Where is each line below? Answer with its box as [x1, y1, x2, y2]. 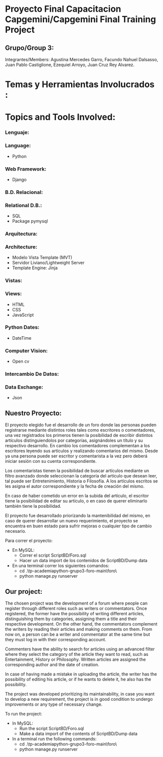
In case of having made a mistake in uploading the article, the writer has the [5, 671, 157, 677]
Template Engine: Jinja [12, 265, 58, 271]
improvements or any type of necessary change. [5, 701, 103, 707]
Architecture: [5, 243, 37, 250]
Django [12, 176, 27, 182]
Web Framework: [5, 165, 47, 172]
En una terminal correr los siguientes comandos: [12, 563, 109, 569]
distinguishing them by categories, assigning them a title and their [5, 616, 137, 622]
